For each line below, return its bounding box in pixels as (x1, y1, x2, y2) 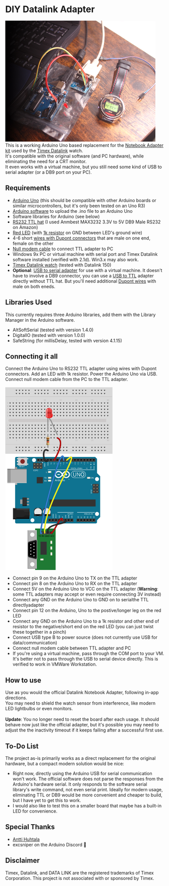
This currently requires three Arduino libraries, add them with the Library (5, 312, 156, 318)
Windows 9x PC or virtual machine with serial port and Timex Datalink (12, 251, 158, 257)
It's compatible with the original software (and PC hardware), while (5, 153, 144, 159)
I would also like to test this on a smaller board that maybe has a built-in (12, 803, 162, 808)
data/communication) (12, 640, 58, 646)
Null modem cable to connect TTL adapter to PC (12, 246, 114, 252)
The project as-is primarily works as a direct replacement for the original (5, 755, 156, 761)
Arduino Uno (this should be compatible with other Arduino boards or (12, 197, 156, 203)
